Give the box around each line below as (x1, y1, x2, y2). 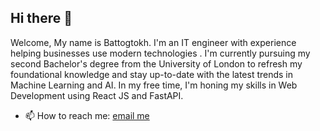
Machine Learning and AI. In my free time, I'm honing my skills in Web (10, 79, 298, 91)
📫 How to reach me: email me (24, 109, 150, 121)
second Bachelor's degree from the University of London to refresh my (10, 57, 303, 70)
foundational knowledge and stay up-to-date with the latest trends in (10, 68, 294, 80)
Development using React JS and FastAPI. (10, 89, 184, 101)
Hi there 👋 (10, 10, 73, 27)
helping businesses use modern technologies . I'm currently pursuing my (10, 47, 311, 59)
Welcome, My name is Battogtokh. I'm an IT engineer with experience (10, 36, 297, 48)
